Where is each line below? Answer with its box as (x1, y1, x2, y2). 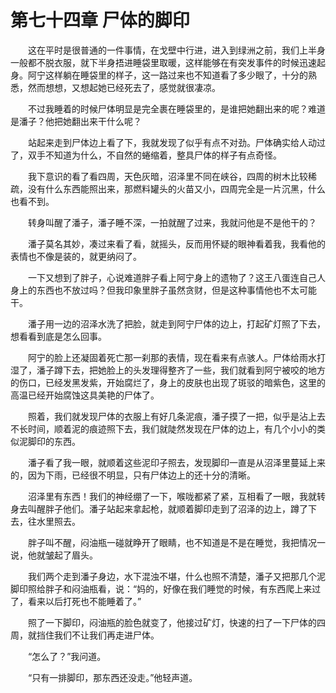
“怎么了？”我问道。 (27, 650, 107, 662)
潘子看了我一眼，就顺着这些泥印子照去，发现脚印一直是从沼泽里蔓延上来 (27, 456, 326, 468)
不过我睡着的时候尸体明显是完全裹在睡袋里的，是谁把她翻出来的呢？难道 (27, 102, 326, 115)
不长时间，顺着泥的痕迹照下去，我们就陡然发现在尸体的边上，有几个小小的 (10, 422, 317, 435)
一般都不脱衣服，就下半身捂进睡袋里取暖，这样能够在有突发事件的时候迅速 (10, 56, 317, 68)
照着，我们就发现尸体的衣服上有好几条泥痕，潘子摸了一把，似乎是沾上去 (27, 410, 326, 422)
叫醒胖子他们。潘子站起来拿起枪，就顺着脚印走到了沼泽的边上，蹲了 (27, 502, 308, 515)
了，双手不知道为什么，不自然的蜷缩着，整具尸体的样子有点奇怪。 (10, 149, 282, 161)
